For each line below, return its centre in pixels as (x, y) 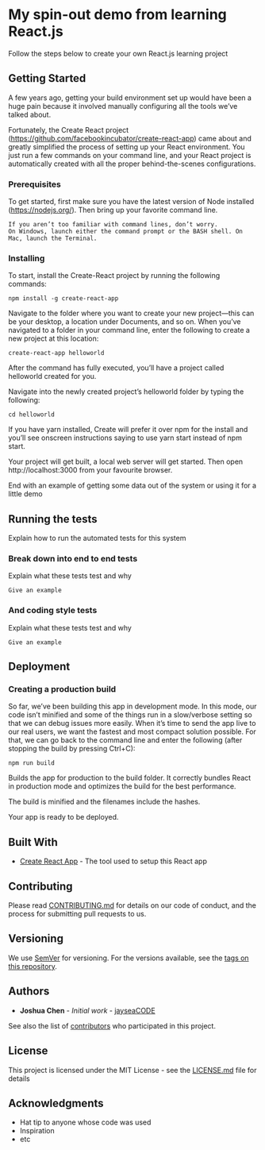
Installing (27, 258)
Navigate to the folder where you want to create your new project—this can (131, 313)
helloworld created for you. (52, 376)
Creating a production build (62, 689)
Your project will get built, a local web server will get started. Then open (126, 461)
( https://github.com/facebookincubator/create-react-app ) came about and (130, 138)
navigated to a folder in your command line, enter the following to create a (129, 330)
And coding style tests (53, 611)
